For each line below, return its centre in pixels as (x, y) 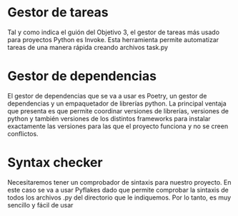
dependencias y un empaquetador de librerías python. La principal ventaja (117, 103)
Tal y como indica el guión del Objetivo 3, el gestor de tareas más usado (114, 32)
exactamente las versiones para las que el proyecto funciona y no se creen (118, 126)
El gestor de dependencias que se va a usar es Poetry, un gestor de (107, 96)
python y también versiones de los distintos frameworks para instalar (109, 118)
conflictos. (23, 133)
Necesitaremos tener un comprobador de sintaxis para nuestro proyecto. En (119, 182)
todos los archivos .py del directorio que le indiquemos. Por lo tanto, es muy (119, 197)
